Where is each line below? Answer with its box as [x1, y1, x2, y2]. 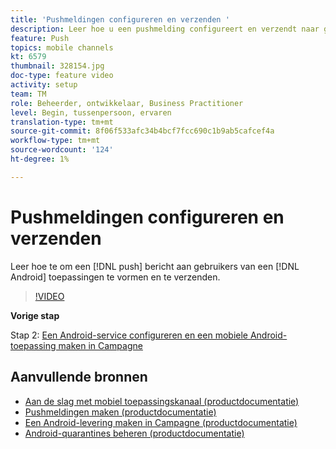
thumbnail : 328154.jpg [10, 61, 105, 71]
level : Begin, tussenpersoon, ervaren [10, 107, 172, 118]
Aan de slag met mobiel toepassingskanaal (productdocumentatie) [24, 395, 300, 407]
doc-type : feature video [10, 71, 114, 81]
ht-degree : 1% [10, 154, 70, 164]
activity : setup [10, 80, 78, 90]
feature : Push [10, 33, 70, 43]
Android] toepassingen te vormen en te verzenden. [10, 271, 221, 283]
